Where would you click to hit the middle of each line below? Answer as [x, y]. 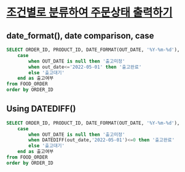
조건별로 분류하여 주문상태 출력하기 [90, 13]
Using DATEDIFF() [41, 109]
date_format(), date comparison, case [80, 35]
